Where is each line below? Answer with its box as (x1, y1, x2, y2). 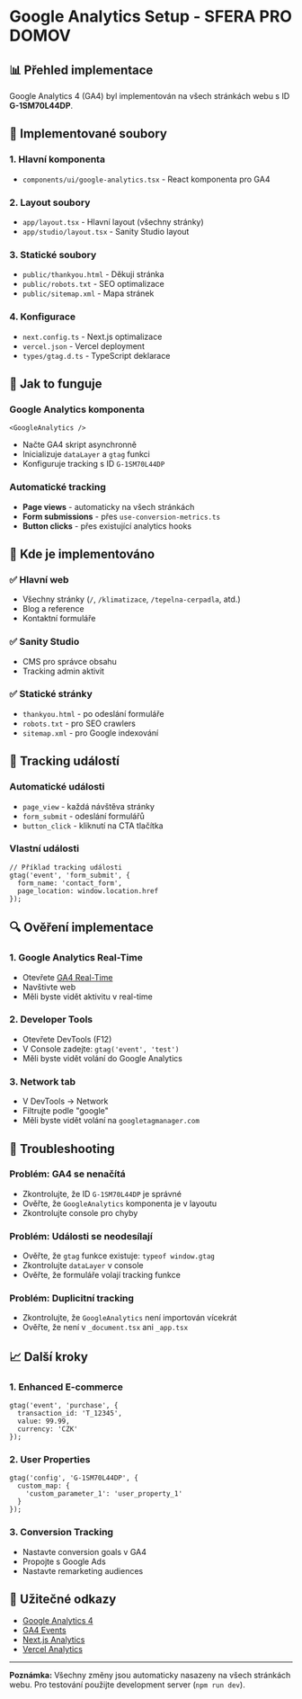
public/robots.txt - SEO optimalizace (22, 279, 164, 290)
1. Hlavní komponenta (9, 153, 106, 165)
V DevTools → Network (22, 1095, 109, 1107)
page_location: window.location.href (17, 886, 159, 896)
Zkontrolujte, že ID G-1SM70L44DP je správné (22, 1188, 182, 1199)
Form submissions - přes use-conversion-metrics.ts (22, 511, 221, 522)
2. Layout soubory (9, 196, 91, 209)
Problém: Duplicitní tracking (9, 1292, 135, 1305)
